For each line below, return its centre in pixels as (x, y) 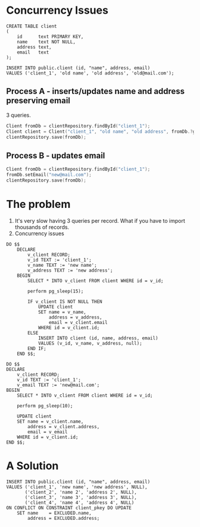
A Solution (32, 466)
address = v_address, (75, 317)
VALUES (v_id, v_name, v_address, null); (90, 343)
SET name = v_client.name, (50, 421)
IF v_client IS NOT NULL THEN (65, 301)
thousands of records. (42, 227)
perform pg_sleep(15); (56, 291)
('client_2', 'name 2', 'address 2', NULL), (81, 492)
